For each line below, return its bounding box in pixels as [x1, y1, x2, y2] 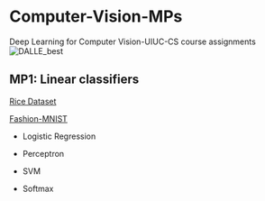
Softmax [22, 183, 54, 194]
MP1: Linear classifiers [9, 72, 140, 87]
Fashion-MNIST [9, 113, 68, 123]
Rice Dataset [9, 96, 57, 106]
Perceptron [22, 148, 65, 159]
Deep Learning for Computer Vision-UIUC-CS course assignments [9, 36, 257, 47]
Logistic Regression [22, 131, 96, 142]
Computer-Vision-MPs [9, 6, 183, 27]
